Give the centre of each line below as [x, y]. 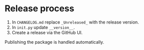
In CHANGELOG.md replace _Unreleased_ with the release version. [75, 22]
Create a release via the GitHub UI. [47, 32]
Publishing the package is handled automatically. [54, 42]
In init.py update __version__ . [43, 27]
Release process [40, 9]
